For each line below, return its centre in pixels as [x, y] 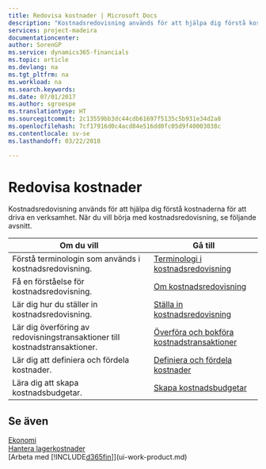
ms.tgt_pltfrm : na [38, 75]
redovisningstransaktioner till [66, 337]
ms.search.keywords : [42, 89]
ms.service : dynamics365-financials [68, 52]
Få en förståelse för [48, 282]
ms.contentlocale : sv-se [49, 133]
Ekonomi [23, 440]
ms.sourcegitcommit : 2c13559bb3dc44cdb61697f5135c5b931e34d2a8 [115, 119]
